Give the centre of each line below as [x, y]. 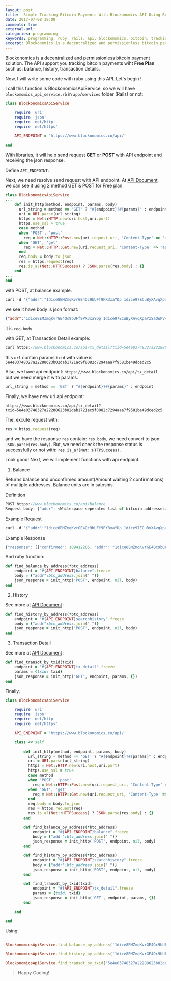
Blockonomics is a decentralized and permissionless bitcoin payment [78, 58]
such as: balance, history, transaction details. [53, 68]
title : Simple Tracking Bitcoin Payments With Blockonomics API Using [83, 15]
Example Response [25, 538]
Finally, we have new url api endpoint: [45, 396]
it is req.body [19, 329]
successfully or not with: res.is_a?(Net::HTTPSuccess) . [63, 450]
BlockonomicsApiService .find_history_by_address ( [59, 954]
